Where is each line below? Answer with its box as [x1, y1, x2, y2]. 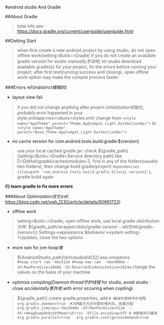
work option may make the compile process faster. [17, 75, 119, 80]
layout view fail [12, 94, 43, 100]
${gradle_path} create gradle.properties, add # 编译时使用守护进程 [17, 295, 146, 301]
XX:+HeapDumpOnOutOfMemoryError [17, 311, 83, 316]
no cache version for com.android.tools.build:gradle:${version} [12, 138, 140, 144]
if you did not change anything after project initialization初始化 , [17, 104, 144, 110]
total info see [17, 23, 44, 29]
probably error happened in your [17, 110, 83, 116]
